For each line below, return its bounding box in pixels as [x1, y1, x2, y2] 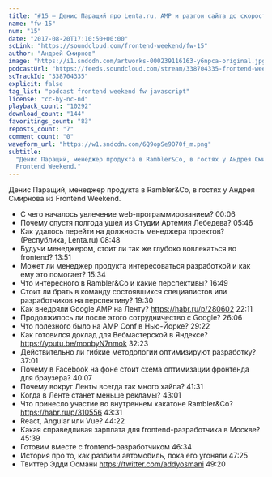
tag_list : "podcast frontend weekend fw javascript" [8, 87, 190, 96]
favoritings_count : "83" [8, 118, 92, 126]
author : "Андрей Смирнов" [8, 49, 96, 58]
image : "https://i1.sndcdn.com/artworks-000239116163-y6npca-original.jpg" [8, 58, 270, 66]
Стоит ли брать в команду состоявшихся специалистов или [19, 287, 227, 297]
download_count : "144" [8, 110, 85, 118]
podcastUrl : [8, 65, 49, 73]
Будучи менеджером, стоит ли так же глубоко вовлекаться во [19, 244, 237, 254]
